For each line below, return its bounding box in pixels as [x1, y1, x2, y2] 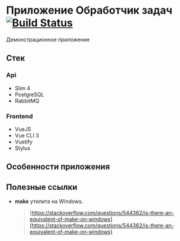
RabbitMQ [14, 97, 40, 104]
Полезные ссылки [6, 182, 78, 192]
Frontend [6, 112, 33, 120]
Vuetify [14, 138, 33, 145]
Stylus [14, 144, 31, 152]
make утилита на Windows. [14, 198, 83, 205]
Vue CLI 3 [14, 132, 40, 139]
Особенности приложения [6, 162, 110, 172]
